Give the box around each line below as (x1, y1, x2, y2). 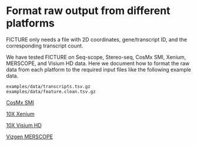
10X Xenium (6, 110, 35, 117)
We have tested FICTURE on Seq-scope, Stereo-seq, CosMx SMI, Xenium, (6, 53, 186, 60)
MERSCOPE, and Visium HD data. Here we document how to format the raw (6, 60, 190, 67)
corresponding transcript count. (6, 42, 84, 49)
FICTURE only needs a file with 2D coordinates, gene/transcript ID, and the (6, 36, 187, 43)
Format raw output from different (6, 4, 171, 18)
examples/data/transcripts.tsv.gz (6, 83, 91, 89)
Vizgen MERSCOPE (6, 133, 53, 140)
